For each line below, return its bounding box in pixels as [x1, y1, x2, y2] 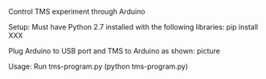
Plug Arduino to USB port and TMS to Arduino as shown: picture [8, 46, 221, 55]
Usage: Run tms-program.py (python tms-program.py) [8, 61, 189, 71]
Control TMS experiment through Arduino [8, 7, 146, 16]
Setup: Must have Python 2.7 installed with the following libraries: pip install [8, 22, 259, 31]
